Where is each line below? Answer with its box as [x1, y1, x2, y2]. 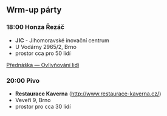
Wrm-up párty [6, 5, 62, 15]
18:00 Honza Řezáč [6, 23, 65, 31]
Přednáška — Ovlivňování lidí [6, 61, 80, 68]
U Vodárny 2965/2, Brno [15, 43, 77, 50]
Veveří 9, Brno [15, 96, 51, 103]
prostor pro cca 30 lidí [15, 103, 71, 110]
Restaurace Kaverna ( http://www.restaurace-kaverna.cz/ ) [15, 90, 162, 97]
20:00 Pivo [6, 76, 40, 85]
